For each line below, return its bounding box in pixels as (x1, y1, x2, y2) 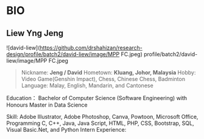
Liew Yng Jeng (6, 28, 64, 38)
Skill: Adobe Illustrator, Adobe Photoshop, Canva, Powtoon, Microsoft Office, (6, 113, 199, 120)
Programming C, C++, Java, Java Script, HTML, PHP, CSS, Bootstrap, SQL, (6, 119, 194, 127)
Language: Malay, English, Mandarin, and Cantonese (21, 82, 153, 89)
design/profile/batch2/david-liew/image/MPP (6, 51, 120, 58)
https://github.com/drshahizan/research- (39, 44, 143, 51)
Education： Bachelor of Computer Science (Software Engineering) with (6, 94, 188, 101)
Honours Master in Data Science (6, 101, 88, 109)
